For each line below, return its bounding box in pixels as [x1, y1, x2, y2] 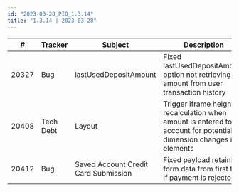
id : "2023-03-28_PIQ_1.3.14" [7, 10, 94, 18]
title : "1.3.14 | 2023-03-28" [7, 17, 97, 24]
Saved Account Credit [74, 159, 148, 169]
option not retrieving [163, 69, 231, 79]
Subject [102, 40, 129, 50]
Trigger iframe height [163, 99, 234, 109]
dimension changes [163, 134, 229, 144]
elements [163, 143, 194, 153]
